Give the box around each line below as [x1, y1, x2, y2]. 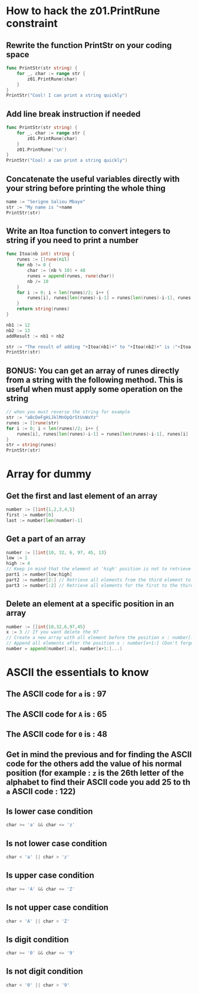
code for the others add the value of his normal [6, 758, 182, 769]
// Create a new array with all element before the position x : [6, 635, 170, 641]
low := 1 [6, 555, 28, 561]
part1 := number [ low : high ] [6, 571, 72, 577]
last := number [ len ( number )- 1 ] [6, 517, 83, 524]
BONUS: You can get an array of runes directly [6, 365, 180, 376]
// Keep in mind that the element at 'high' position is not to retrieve [6, 566, 192, 572]
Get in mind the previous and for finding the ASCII [6, 749, 192, 759]
